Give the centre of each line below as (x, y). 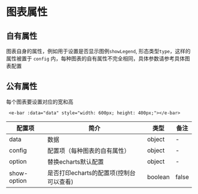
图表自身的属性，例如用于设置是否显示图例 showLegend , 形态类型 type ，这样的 (98, 51)
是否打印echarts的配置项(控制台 (91, 173)
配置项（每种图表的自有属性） (89, 150)
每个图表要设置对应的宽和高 (40, 102)
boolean (158, 177)
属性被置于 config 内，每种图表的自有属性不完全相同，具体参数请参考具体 (95, 59)
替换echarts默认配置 (76, 161)
